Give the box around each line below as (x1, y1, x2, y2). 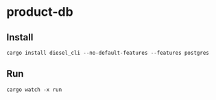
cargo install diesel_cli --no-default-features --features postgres (6, 49, 210, 56)
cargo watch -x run (6, 86, 62, 93)
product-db (6, 4, 73, 20)
